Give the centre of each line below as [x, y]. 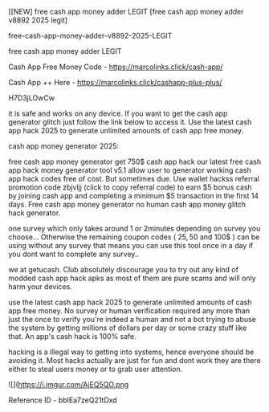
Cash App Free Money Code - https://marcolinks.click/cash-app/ [116, 67]
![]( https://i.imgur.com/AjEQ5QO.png [69, 384]
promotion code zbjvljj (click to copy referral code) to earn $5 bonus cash [130, 187]
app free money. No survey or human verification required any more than [129, 311]
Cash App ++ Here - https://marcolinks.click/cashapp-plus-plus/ [115, 82]
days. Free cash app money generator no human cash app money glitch [127, 204]
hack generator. [35, 213]
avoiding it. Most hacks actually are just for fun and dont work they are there [134, 360]
